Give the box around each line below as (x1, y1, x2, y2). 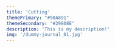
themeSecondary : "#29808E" (6, 20, 75, 26)
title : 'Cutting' (6, 9, 51, 15)
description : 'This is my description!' (6, 26, 111, 32)
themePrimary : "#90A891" (6, 15, 69, 21)
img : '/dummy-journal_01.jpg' (6, 32, 83, 38)
